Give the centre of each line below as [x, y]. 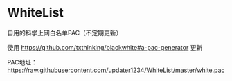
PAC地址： [23, 62]
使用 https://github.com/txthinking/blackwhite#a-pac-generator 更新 [105, 47]
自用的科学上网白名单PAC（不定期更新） [65, 33]
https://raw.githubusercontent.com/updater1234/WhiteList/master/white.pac [116, 70]
